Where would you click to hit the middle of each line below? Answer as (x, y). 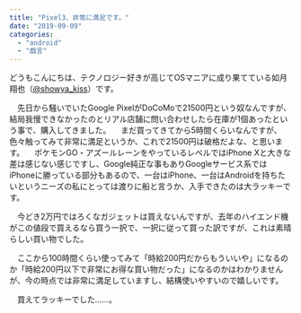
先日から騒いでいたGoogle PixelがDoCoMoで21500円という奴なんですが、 (154, 108)
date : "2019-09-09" (46, 26)
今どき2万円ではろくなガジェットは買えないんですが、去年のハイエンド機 (153, 217)
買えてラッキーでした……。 (66, 300)
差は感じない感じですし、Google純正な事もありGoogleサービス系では (138, 164)
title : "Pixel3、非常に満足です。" (70, 17)
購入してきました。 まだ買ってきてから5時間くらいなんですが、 (161, 130)
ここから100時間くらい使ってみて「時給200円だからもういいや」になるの (153, 258)
